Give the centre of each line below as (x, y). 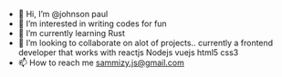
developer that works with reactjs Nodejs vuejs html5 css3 (128, 53)
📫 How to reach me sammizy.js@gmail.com (101, 63)
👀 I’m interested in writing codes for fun (92, 24)
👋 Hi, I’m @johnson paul (63, 14)
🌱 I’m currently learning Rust (72, 33)
